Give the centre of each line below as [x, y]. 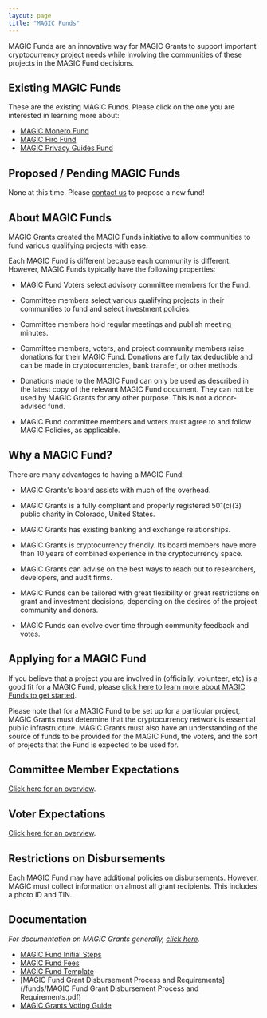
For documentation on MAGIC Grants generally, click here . [104, 939]
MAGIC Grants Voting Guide [65, 1005]
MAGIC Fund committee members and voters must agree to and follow [135, 421]
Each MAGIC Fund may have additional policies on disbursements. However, [133, 877]
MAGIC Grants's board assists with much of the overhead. [115, 490]
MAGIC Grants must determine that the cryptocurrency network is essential [132, 719]
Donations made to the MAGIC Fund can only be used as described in [134, 380]
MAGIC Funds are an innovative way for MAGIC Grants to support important [132, 46]
